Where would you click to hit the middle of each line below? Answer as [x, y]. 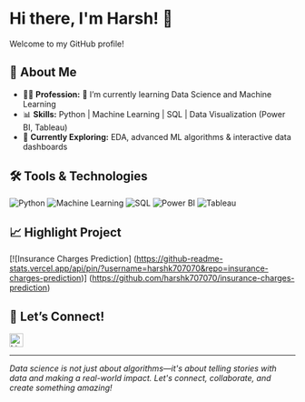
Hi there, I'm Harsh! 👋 [91, 19]
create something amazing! [61, 388]
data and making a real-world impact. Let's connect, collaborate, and [140, 378]
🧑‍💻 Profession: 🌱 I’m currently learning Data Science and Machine [147, 94]
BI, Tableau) [45, 127]
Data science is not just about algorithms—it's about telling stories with [143, 368]
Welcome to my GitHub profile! [67, 44]
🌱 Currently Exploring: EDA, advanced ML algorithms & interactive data [157, 136]
